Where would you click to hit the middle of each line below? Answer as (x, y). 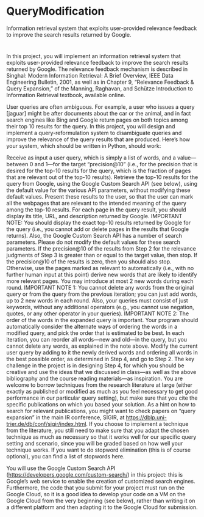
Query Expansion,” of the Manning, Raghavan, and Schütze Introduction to (100, 89)
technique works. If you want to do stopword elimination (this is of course (98, 450)
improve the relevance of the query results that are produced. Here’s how (98, 139)
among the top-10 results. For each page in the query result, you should (97, 210)
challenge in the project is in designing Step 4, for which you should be (95, 365)
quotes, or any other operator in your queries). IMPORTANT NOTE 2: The (98, 313)
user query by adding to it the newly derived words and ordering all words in (102, 353)
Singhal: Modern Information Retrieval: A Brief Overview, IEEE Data (90, 76)
